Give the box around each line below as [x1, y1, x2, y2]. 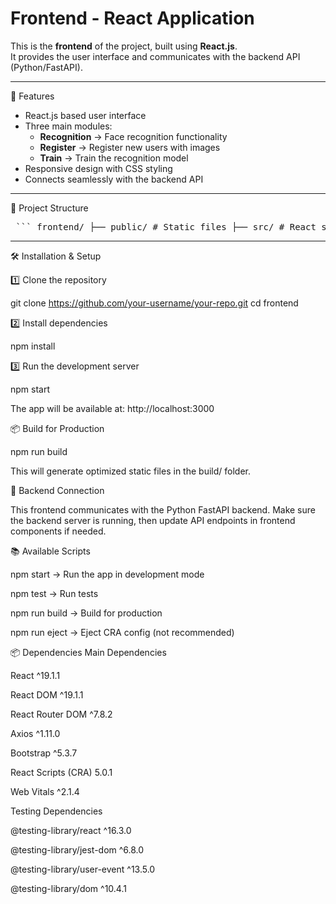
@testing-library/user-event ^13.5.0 [10, 863, 156, 875]
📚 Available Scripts [10, 545, 91, 557]
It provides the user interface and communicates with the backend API [10, 50, 301, 62]
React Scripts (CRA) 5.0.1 [10, 766, 113, 778]
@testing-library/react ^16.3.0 [10, 824, 132, 836]
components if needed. [10, 525, 107, 537]
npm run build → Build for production [10, 607, 163, 619]
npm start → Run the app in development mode [10, 568, 205, 580]
